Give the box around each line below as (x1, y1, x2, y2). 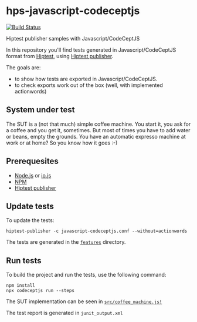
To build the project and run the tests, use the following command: (6, 271, 167, 279)
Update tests (6, 201, 55, 211)
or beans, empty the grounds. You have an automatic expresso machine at (6, 133, 186, 140)
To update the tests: (6, 217, 55, 224)
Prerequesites (6, 156, 59, 166)
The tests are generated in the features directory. (6, 239, 126, 246)
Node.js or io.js (14, 172, 52, 179)
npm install (6, 283, 35, 289)
